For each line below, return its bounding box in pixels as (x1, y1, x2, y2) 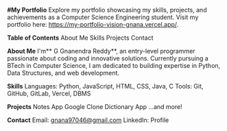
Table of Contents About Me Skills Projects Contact (7, 34, 154, 42)
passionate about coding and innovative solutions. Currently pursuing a (7, 54, 209, 62)
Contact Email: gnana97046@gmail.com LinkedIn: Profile (7, 116, 169, 124)
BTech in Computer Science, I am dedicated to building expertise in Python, (7, 62, 221, 69)
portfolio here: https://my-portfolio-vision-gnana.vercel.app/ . (7, 21, 179, 28)
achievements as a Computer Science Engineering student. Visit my (7, 13, 199, 21)
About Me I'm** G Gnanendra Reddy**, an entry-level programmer (7, 47, 195, 55)
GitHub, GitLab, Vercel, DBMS (7, 89, 91, 97)
